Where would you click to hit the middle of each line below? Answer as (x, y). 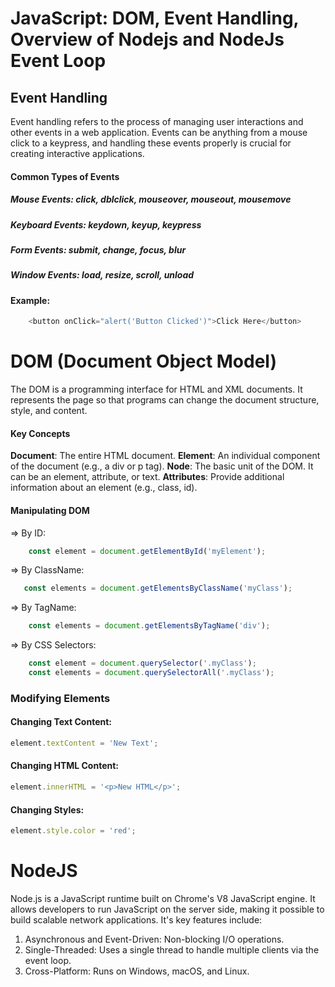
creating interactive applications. (77, 153)
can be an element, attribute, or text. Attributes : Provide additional (147, 477)
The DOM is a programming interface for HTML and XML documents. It (156, 389)
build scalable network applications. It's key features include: (136, 919)
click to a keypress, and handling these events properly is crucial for (151, 143)
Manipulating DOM (50, 510)
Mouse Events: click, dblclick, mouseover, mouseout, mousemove (151, 199)
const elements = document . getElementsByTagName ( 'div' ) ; (149, 626)
